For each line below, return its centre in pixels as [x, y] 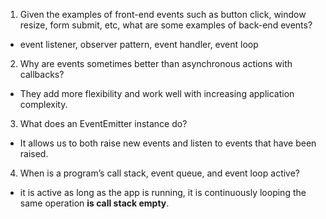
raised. [34, 153]
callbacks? [42, 74]
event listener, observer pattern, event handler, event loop [139, 44]
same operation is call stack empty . [94, 203]
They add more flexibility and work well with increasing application [157, 93]
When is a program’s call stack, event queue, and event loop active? [160, 173]
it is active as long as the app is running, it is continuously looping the [163, 192]
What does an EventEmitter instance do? [103, 123]
